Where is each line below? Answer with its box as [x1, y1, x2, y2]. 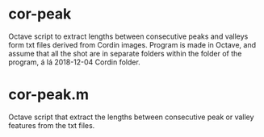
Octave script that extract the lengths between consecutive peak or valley [8, 112, 254, 122]
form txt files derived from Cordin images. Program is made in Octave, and [8, 39, 257, 49]
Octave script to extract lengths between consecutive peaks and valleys [8, 31, 249, 41]
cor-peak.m [8, 85, 90, 104]
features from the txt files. [8, 120, 95, 130]
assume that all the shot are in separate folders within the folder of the [8, 48, 242, 58]
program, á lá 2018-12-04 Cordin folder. [8, 57, 141, 67]
